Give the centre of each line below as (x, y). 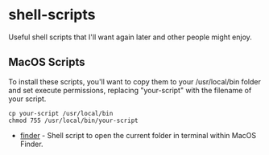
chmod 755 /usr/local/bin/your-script (73, 120)
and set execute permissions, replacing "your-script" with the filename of (130, 90)
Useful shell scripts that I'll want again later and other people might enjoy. (130, 37)
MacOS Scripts (47, 62)
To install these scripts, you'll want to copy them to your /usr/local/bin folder (135, 81)
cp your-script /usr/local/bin (61, 113)
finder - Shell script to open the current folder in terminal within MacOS (138, 135)
